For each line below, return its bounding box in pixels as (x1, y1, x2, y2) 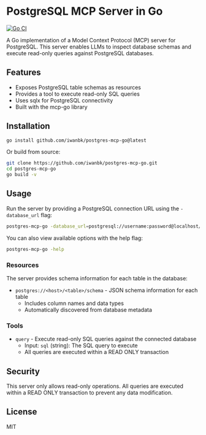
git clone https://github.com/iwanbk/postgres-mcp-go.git (6, 160, 158, 166)
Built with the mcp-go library (15, 103, 88, 110)
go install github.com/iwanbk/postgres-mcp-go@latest (6, 137, 147, 144)
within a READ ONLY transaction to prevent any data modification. (6, 389, 173, 396)
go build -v (6, 172, 37, 178)
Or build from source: (6, 148, 61, 156)
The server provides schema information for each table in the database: (6, 274, 188, 282)
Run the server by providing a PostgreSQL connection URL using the (6, 204, 180, 212)
